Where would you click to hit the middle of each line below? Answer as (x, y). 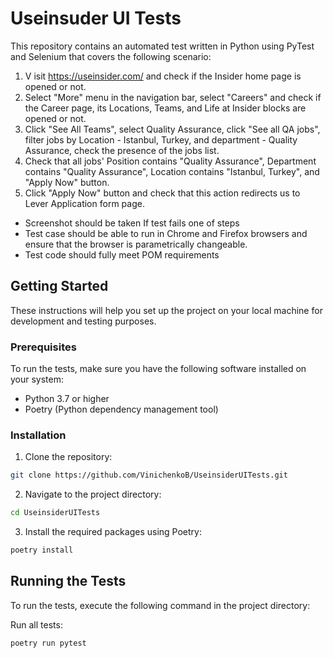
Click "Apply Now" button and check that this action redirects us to (162, 193)
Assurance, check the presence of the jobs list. (122, 150)
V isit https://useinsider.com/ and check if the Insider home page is (163, 76)
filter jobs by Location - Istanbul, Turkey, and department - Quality (161, 139)
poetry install (42, 550)
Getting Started (59, 286)
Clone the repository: (68, 457)
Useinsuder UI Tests (96, 18)
